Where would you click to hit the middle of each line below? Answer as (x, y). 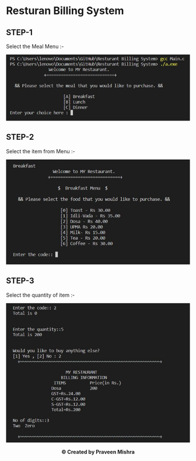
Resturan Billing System (65, 11)
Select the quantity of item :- (40, 295)
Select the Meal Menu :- (35, 46)
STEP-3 (20, 281)
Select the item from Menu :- (41, 151)
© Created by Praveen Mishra (98, 452)
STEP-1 (20, 32)
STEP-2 (20, 137)
